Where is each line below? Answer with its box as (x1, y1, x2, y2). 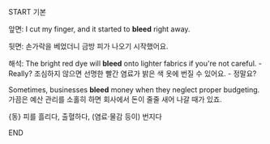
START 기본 (8, 7, 47, 16)
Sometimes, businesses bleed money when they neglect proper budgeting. (8, 85, 260, 95)
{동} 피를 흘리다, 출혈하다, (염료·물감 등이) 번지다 (8, 112, 162, 121)
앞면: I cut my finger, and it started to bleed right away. (8, 24, 191, 34)
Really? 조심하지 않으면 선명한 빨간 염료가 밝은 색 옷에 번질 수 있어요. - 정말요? (8, 69, 257, 78)
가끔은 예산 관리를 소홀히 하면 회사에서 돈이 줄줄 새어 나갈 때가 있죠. (8, 95, 222, 104)
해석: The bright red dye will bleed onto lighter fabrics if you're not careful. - (8, 59, 262, 68)
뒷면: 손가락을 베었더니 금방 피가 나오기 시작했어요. (8, 41, 169, 51)
